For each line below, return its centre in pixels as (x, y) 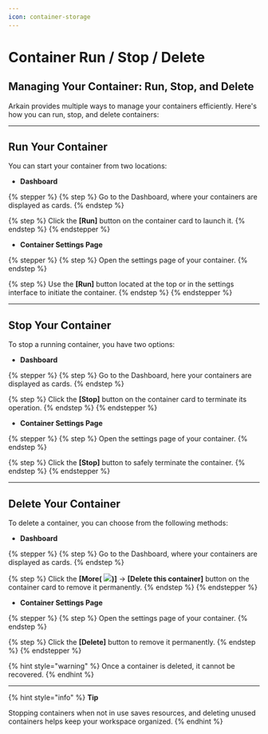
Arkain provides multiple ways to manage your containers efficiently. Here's (133, 106)
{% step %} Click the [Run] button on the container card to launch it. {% (127, 221)
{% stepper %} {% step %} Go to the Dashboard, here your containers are (130, 376)
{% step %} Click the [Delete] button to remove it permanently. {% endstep (132, 642)
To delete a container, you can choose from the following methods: (118, 523)
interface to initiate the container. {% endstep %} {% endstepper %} (120, 293)
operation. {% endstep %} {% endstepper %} (83, 408)
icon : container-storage (49, 17)
